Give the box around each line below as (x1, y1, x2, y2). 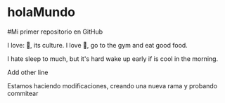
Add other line (7, 68, 49, 76)
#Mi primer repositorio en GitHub (7, 27, 103, 36)
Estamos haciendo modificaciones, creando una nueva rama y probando (7, 81, 218, 90)
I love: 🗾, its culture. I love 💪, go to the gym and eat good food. (7, 41, 188, 49)
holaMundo (7, 4, 76, 20)
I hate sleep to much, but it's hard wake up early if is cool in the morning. (7, 54, 219, 63)
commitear (7, 89, 39, 97)
